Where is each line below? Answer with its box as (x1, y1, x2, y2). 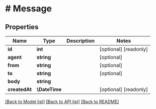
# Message (5, 3, 52, 14)
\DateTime (36, 86, 62, 93)
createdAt (7, 86, 32, 93)
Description (66, 38, 95, 44)
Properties (5, 23, 39, 31)
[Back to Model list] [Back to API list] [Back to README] (5, 99, 119, 105)
